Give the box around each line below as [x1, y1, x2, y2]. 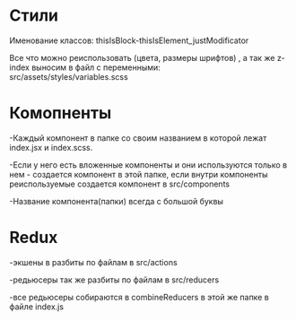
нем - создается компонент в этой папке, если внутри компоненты [9, 169, 268, 179]
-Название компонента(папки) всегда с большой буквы [9, 195, 224, 206]
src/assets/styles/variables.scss [9, 71, 128, 82]
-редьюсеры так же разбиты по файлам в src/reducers [9, 274, 220, 285]
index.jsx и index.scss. [9, 142, 93, 152]
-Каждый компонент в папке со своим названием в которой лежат [9, 132, 267, 143]
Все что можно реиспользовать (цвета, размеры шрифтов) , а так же [9, 52, 275, 63]
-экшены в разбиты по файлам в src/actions [9, 256, 178, 267]
